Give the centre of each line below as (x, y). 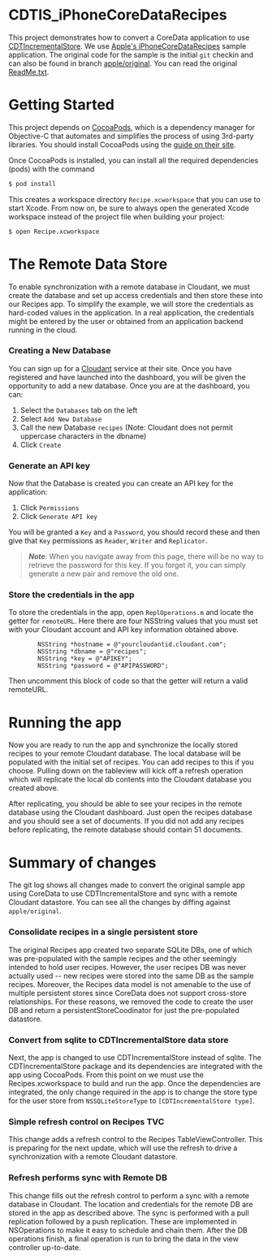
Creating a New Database (60, 351)
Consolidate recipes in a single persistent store (103, 932)
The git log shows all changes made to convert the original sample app (127, 885)
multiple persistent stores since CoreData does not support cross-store (127, 993)
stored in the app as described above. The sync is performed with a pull (129, 1213)
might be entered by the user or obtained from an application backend (126, 321)
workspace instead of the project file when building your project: (117, 216)
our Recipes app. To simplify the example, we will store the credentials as (131, 304)
